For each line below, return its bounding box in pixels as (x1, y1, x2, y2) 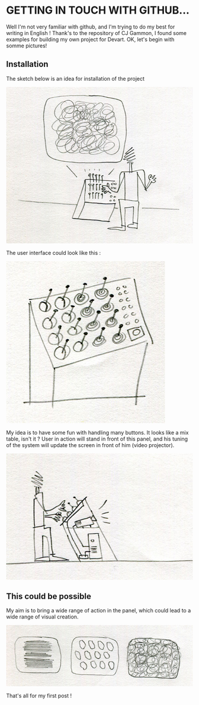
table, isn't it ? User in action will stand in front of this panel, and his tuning (6, 435, 188, 442)
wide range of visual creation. (6, 613, 79, 620)
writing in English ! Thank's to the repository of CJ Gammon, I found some (6, 29, 187, 36)
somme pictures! (6, 42, 47, 49)
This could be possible (6, 591, 92, 601)
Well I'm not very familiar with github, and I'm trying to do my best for (6, 23, 175, 30)
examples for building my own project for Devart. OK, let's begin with (6, 36, 175, 43)
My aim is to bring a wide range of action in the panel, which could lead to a (6, 607, 191, 614)
